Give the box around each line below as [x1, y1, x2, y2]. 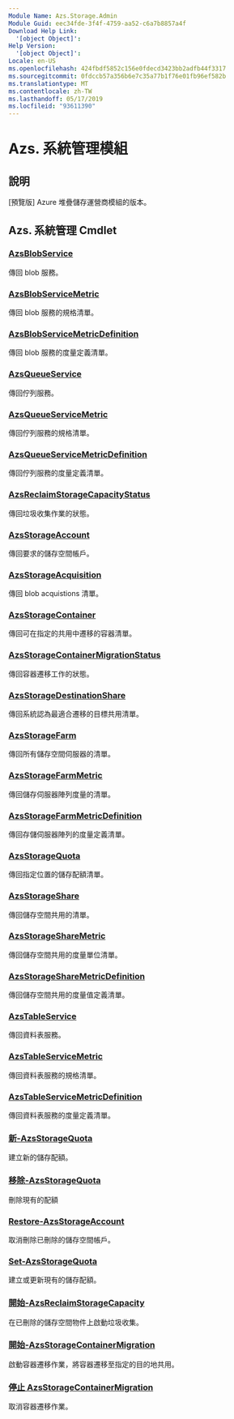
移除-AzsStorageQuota [8, 1175, 101, 1187]
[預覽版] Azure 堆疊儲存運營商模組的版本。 [8, 198, 151, 207]
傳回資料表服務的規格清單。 [8, 1070, 101, 1080]
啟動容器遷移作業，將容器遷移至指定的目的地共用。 [8, 1359, 179, 1369]
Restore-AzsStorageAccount [8, 1216, 125, 1227]
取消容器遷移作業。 [8, 1402, 73, 1412]
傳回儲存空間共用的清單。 [8, 910, 94, 919]
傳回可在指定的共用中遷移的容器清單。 [8, 629, 136, 638]
